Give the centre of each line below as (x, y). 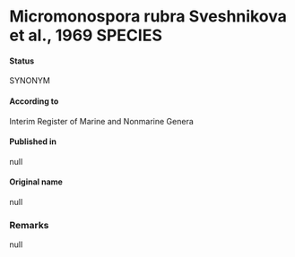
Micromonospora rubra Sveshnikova (148, 17)
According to (34, 101)
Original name (36, 182)
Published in (33, 141)
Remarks (29, 225)
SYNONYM (30, 81)
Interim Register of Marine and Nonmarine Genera (102, 121)
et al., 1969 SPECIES (86, 35)
